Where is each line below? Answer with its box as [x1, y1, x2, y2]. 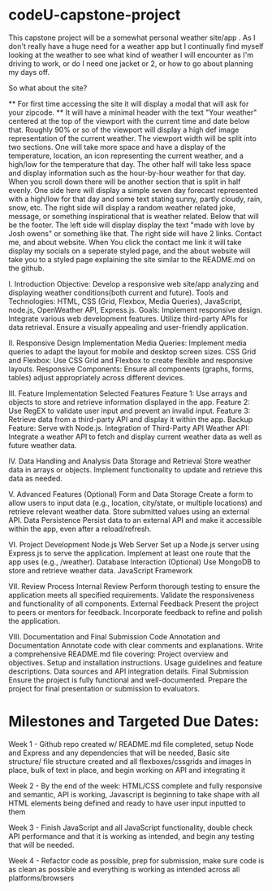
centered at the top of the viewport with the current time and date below [8, 116, 250, 125]
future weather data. [8, 440, 77, 450]
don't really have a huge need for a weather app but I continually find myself [8, 41, 264, 50]
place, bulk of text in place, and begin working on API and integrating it [8, 765, 246, 775]
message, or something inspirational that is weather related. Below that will [8, 211, 259, 221]
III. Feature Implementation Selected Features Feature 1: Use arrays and [8, 388, 248, 398]
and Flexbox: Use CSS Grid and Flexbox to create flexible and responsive [8, 355, 253, 365]
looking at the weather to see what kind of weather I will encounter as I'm [8, 50, 254, 59]
